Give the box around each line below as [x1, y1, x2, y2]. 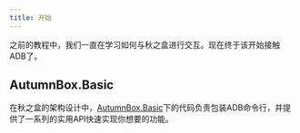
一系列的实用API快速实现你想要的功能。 [25, 114, 175, 125]
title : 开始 [9, 13, 52, 23]
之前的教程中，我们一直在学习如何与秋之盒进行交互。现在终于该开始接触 [9, 39, 280, 50]
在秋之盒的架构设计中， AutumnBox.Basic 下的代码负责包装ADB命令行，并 [9, 102, 284, 113]
